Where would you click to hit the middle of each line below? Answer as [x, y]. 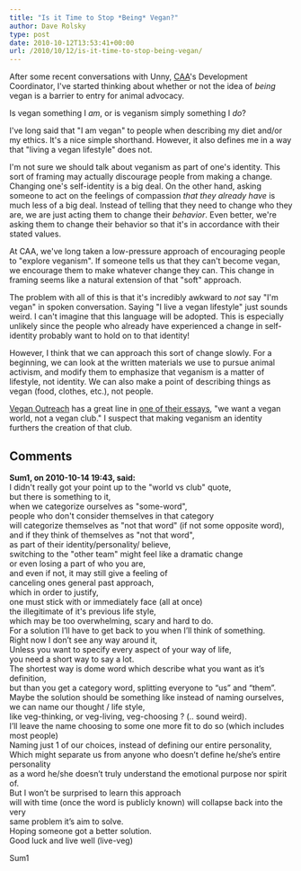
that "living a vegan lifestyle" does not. [81, 150]
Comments [41, 456]
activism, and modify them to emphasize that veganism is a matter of [137, 372]
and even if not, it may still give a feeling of [89, 573]
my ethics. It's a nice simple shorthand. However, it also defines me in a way [150, 140]
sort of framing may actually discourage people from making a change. [141, 177]
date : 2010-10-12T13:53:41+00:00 [72, 43]
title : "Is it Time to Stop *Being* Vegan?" [94, 18]
